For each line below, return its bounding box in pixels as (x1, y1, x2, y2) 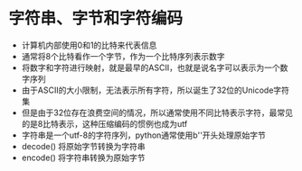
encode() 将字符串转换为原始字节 (21, 152, 146, 163)
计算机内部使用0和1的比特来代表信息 (21, 40, 157, 50)
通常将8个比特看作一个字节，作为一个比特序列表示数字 (21, 50, 225, 61)
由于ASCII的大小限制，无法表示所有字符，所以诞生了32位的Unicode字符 (21, 85, 290, 95)
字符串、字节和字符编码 (8, 8, 184, 29)
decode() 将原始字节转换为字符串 (21, 140, 146, 151)
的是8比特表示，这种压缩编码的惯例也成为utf (21, 118, 188, 129)
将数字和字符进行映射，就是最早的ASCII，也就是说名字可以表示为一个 (21, 62, 281, 73)
